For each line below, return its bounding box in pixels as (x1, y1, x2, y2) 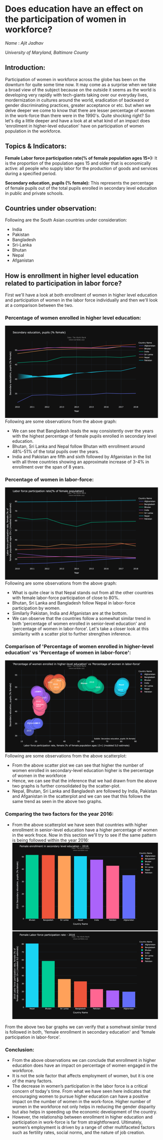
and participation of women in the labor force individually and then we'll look (5, 297, 158, 303)
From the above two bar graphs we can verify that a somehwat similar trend (5, 1024, 157, 1030)
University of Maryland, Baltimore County (5, 50, 89, 55)
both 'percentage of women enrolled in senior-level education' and (12, 620, 146, 626)
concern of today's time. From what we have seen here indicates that (12, 1089, 151, 1094)
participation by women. (12, 605, 61, 611)
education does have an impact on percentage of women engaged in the (12, 1062, 158, 1069)
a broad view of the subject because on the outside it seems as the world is (5, 86, 156, 93)
